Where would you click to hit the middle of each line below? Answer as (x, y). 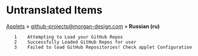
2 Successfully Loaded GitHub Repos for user (75, 42)
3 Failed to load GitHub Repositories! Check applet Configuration (103, 47)
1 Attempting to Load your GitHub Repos (68, 37)
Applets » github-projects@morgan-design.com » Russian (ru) (83, 26)
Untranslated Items (54, 10)
